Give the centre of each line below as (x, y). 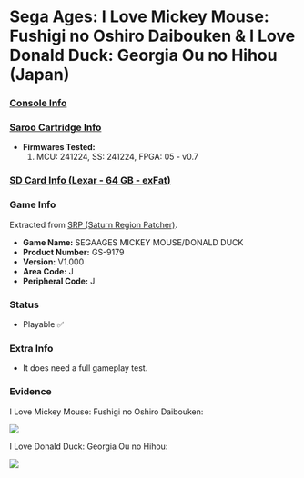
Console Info (38, 104)
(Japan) (40, 75)
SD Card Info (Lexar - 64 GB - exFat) (90, 181)
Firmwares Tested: (59, 147)
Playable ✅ (43, 324)
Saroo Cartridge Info (56, 127)
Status (24, 304)
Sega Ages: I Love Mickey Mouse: (140, 17)
